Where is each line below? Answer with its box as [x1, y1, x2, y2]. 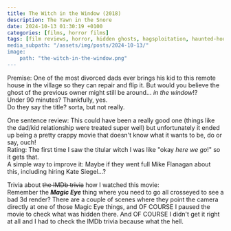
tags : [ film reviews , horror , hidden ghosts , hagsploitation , [7, 36, 189, 43]
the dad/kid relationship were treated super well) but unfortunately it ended [7, 123, 220, 131]
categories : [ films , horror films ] [7, 29, 109, 36]
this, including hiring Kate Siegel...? [7, 167, 107, 175]
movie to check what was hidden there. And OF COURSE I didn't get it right [7, 210, 220, 218]
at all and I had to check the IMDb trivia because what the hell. [7, 217, 184, 225]
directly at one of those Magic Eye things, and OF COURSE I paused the [7, 202, 211, 210]
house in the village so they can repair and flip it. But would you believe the [7, 80, 220, 89]
